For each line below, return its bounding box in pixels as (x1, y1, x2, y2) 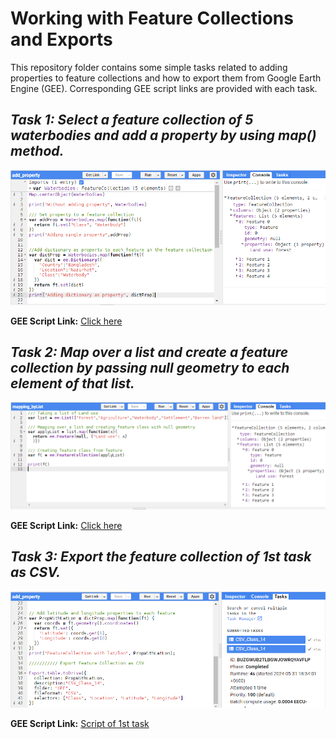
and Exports (10, 28, 113, 51)
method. (10, 143, 65, 160)
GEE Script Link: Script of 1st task (10, 718, 150, 730)
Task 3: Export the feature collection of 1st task (10, 548, 312, 566)
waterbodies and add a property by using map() (10, 127, 317, 144)
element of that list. (10, 375, 135, 392)
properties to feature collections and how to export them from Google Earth (10, 72, 322, 84)
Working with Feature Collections (10, 7, 294, 30)
